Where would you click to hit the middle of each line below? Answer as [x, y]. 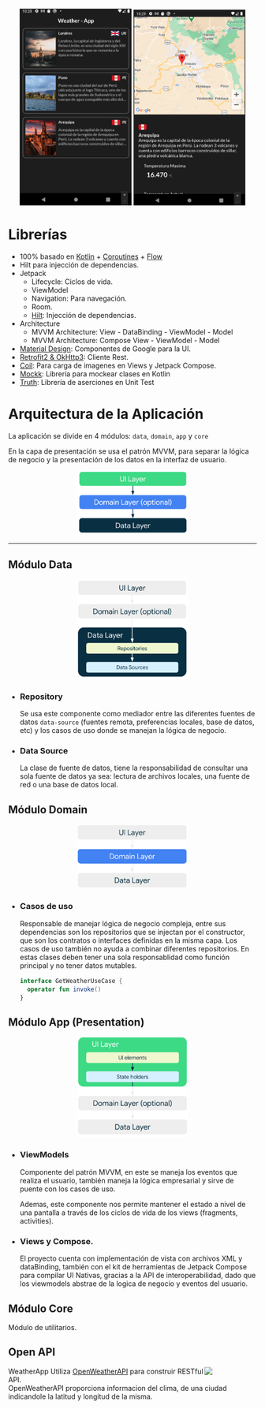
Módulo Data [40, 564]
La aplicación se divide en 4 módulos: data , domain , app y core [108, 435]
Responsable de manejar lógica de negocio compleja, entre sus [123, 923]
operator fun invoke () [64, 989]
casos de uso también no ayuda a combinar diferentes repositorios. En [134, 948]
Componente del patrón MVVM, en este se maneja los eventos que [129, 1172]
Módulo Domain [48, 809]
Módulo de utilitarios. [43, 1327]
